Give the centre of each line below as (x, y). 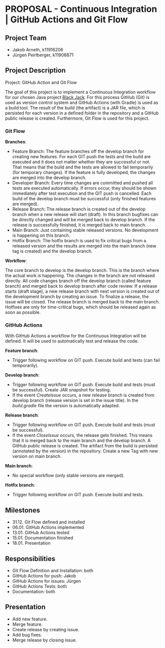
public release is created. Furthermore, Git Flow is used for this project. (77, 118)
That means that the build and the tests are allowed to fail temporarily (83, 167)
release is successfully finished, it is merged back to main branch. (79, 225)
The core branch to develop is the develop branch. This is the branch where (82, 270)
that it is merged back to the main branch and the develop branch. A (82, 440)
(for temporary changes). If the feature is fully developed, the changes (84, 173)
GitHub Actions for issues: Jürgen (47, 581)
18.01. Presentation (31, 543)
